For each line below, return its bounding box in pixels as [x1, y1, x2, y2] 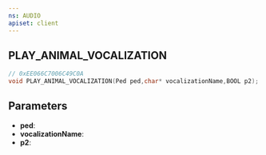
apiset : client [8, 19, 59, 27]
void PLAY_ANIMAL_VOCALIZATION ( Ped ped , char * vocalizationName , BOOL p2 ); [8, 77, 260, 85]
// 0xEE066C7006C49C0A [8, 70, 84, 78]
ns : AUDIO [8, 11, 42, 20]
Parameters [8, 99, 68, 113]
